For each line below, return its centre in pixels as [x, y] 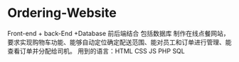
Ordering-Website [62, 13]
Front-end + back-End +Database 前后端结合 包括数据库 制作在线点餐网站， [118, 33]
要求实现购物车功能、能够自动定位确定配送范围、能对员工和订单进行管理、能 [119, 42]
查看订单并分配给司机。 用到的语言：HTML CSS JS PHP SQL [96, 51]
